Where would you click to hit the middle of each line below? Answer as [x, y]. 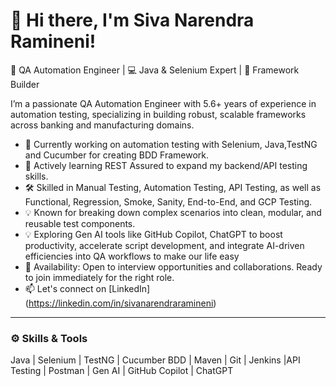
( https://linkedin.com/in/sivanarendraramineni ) [120, 303]
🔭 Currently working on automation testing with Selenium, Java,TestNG [171, 144]
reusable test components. [80, 223]
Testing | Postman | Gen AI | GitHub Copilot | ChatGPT [122, 371]
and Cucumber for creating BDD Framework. [117, 155]
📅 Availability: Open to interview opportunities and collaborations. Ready [173, 266]
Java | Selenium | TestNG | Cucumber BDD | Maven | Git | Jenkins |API [155, 360]
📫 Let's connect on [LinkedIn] [87, 288]
